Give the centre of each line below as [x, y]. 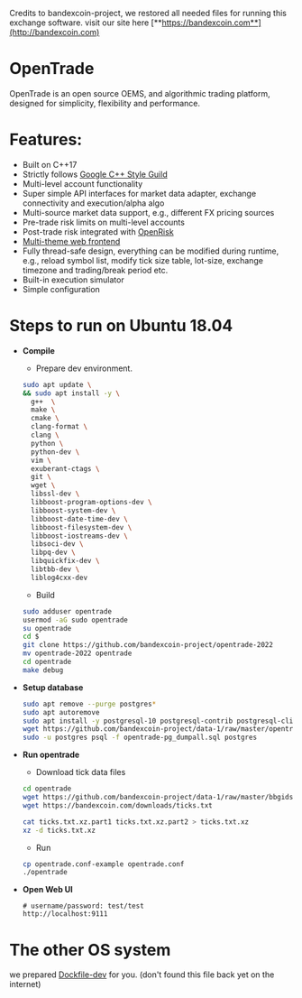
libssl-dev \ [55, 494]
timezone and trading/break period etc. [95, 270]
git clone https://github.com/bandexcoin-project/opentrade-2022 [147, 645]
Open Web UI [48, 890]
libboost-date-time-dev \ [79, 519]
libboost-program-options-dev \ [92, 503]
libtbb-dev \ [55, 569]
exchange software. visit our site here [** [86, 23]
